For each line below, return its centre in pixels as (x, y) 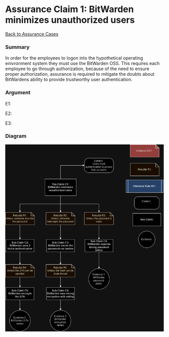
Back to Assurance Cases (32, 34)
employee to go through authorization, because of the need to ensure (77, 69)
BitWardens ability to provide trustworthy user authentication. (69, 80)
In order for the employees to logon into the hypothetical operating (74, 58)
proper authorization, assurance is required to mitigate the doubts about (80, 74)
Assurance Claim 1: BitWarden (70, 9)
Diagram (16, 136)
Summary (18, 47)
